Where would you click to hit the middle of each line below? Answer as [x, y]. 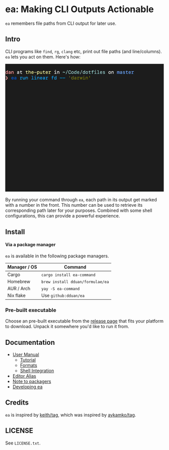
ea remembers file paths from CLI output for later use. [61, 23]
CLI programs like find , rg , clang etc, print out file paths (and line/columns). [83, 51]
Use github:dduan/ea [63, 296]
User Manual [26, 354]
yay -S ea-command [60, 289]
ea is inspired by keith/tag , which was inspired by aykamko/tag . [71, 415]
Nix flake [17, 296]
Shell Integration [37, 371]
